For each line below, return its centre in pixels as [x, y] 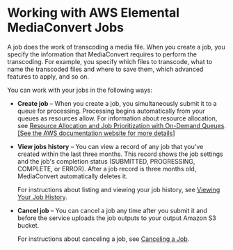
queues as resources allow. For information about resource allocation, [117, 118]
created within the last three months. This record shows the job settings [120, 154]
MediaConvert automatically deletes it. [72, 176]
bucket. [28, 225]
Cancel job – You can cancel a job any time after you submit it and [112, 210]
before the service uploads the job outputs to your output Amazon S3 [117, 218]
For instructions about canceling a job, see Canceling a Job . [103, 239]
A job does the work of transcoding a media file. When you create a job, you [116, 47]
